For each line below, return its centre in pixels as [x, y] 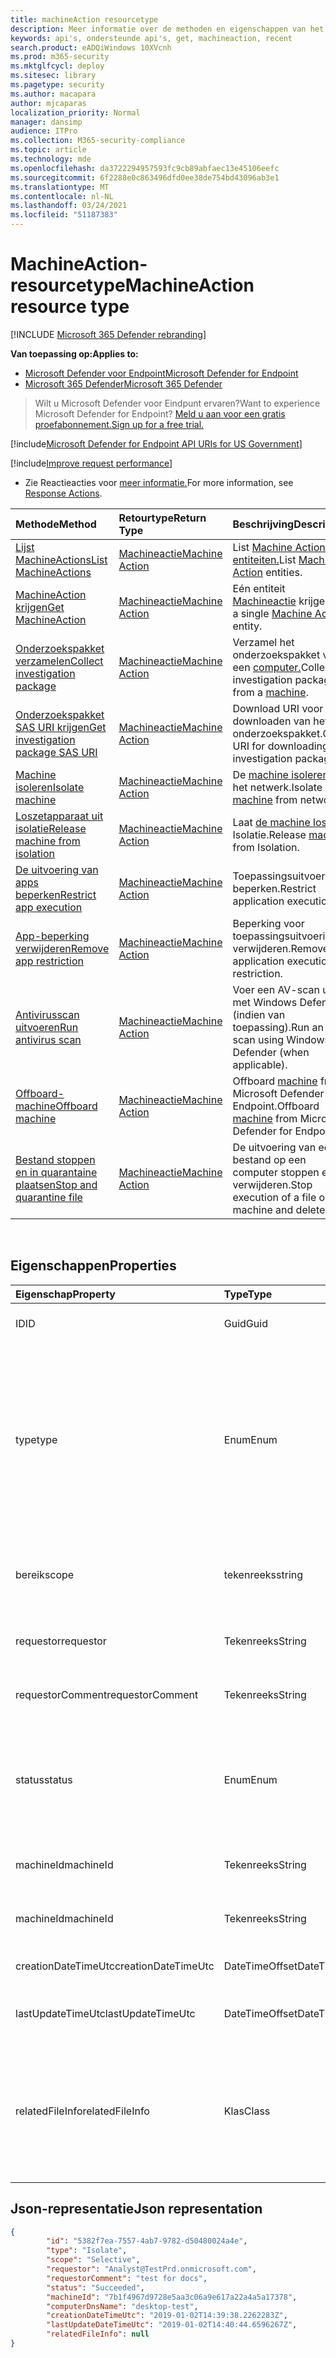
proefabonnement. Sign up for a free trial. [119, 424]
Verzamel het [263, 642]
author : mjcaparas [48, 103]
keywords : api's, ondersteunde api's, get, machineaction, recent [151, 38]
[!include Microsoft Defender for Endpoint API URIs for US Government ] [156, 443]
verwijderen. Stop [272, 1184]
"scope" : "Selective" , [93, 2260]
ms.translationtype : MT [60, 187]
